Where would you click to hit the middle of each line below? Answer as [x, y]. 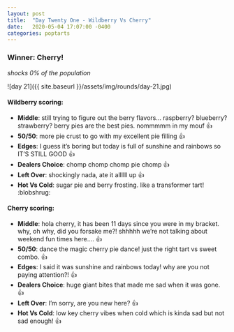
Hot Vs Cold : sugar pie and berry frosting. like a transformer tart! [111, 185]
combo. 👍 [32, 257]
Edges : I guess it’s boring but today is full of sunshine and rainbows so [119, 146]
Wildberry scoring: [36, 103]
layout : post [26, 14]
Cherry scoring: [31, 208]
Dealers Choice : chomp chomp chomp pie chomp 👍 [93, 164]
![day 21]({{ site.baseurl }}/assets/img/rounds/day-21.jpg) [90, 86]
